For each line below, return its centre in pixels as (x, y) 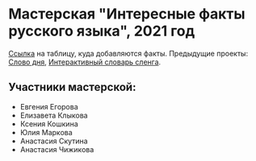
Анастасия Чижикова (57, 149)
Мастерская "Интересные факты (127, 14)
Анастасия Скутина (54, 141)
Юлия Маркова (46, 132)
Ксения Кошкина (49, 124)
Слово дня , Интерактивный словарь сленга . (85, 62)
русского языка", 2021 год (102, 31)
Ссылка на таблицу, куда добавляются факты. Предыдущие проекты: (128, 53)
